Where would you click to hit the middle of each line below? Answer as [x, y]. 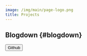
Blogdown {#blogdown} [44, 35]
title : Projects [22, 15]
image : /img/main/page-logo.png [39, 10]
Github [14, 48]
